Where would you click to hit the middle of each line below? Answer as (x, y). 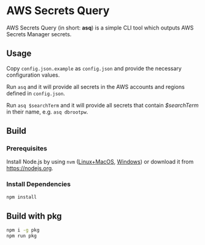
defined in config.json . (36, 93)
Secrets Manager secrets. (39, 34)
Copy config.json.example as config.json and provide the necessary (94, 68)
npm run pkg (21, 236)
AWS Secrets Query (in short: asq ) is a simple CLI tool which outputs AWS (100, 28)
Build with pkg (34, 216)
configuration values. (33, 75)
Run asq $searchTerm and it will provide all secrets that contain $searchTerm (102, 105)
